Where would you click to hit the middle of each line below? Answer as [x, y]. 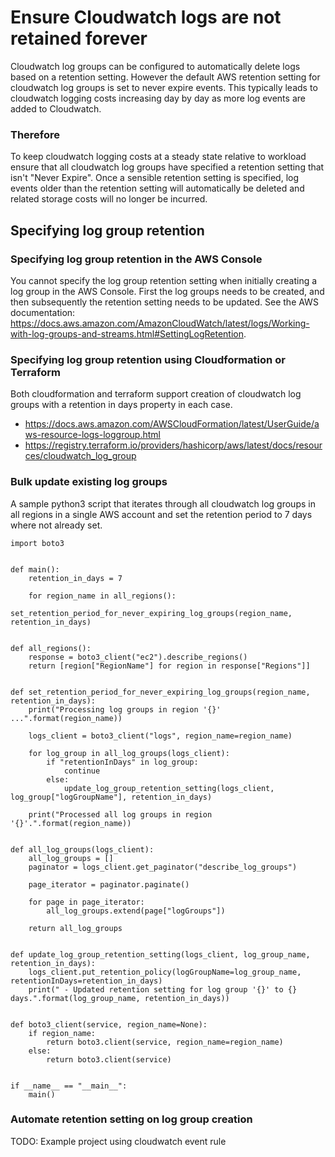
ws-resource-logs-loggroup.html [92, 435]
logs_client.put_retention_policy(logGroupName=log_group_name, [165, 972]
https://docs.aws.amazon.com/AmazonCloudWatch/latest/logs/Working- [160, 323]
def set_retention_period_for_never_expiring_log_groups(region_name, [160, 692]
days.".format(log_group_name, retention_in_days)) [120, 998]
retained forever [79, 38]
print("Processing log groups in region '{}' [125, 709]
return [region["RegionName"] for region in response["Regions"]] [169, 666]
